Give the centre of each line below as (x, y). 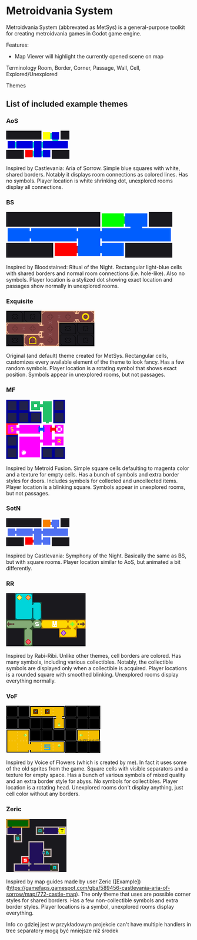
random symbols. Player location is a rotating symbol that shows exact (91, 368)
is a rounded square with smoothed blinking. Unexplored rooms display (92, 675)
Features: (18, 45)
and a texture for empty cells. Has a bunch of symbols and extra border (93, 474)
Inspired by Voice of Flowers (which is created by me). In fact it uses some (96, 762)
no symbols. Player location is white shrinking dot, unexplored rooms (90, 181)
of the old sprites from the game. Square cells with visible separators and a (97, 769)
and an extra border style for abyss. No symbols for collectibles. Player (92, 781)
